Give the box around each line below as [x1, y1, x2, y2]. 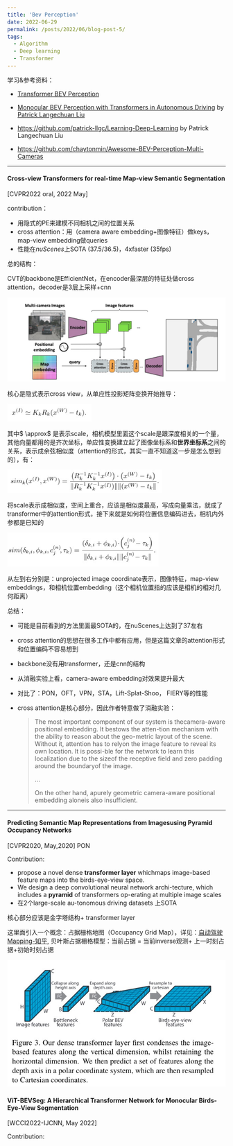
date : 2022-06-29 [7, 18, 58, 26]
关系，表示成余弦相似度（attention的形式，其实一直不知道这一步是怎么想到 [7, 446, 221, 455]
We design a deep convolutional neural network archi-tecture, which [17, 883, 214, 891]
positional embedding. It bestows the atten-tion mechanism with [34, 725, 218, 733]
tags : [7, 33, 23, 40]
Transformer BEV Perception [17, 89, 99, 98]
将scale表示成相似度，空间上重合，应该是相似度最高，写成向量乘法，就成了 [7, 501, 223, 510]
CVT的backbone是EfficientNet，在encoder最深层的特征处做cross [7, 275, 194, 283]
